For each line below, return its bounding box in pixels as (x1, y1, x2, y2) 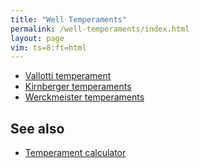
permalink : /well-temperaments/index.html (10, 24, 190, 34)
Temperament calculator (24, 147, 127, 159)
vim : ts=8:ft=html (10, 42, 87, 53)
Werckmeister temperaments (24, 91, 145, 103)
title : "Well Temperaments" (10, 14, 128, 25)
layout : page (10, 33, 65, 43)
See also (10, 120, 65, 137)
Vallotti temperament (24, 70, 112, 82)
